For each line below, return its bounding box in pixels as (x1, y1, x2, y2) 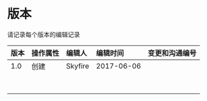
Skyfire (66, 61, 90, 71)
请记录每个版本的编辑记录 (7, 30, 80, 38)
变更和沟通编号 (147, 48, 197, 58)
